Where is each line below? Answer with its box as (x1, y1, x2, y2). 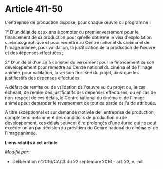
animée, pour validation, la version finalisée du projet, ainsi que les (5, 69, 139, 75)
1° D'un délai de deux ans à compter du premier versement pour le (5, 29, 139, 35)
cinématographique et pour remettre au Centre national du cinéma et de (5, 39, 150, 45)
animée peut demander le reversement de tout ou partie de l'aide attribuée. (5, 100, 157, 106)
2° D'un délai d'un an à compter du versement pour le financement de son (5, 59, 155, 65)
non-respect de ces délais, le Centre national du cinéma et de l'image (5, 94, 145, 101)
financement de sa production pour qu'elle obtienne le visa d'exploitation (5, 34, 152, 40)
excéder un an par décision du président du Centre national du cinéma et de (5, 125, 159, 130)
